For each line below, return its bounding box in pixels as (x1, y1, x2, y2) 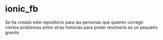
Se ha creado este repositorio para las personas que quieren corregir (5, 19, 144, 25)
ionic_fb (5, 3, 38, 14)
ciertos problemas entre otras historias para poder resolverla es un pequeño (5, 24, 158, 30)
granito (5, 29, 19, 35)
